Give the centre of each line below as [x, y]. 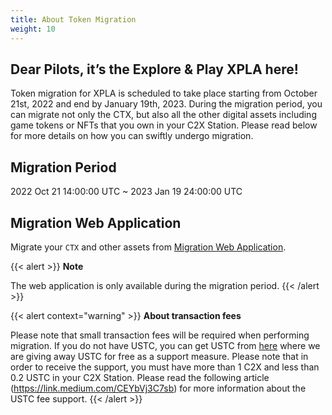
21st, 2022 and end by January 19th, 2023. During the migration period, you [166, 104]
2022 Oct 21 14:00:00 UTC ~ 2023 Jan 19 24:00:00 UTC [126, 192]
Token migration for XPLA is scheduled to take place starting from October [164, 93]
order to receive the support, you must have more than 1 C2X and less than [165, 367]
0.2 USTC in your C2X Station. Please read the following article [140, 377]
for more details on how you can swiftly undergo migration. [132, 136]
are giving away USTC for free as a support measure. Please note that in [159, 356]
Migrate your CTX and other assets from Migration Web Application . [148, 247]
